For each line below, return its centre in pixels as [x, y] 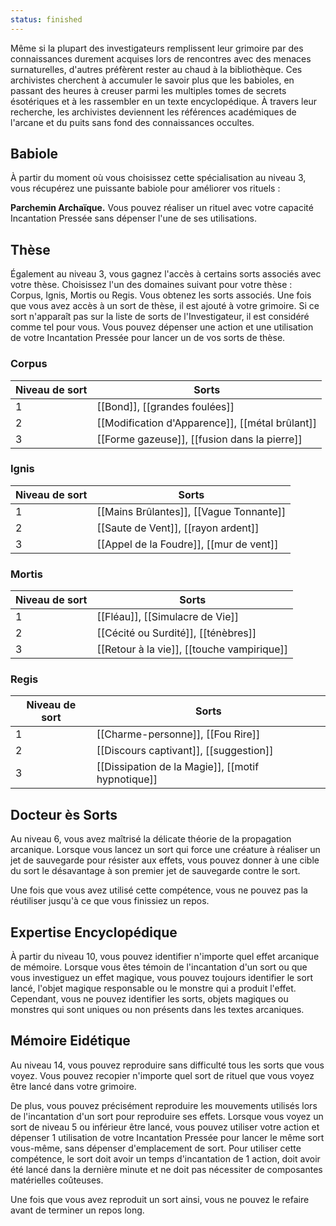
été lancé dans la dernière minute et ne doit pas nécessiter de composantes [166, 1169]
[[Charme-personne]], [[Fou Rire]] [178, 734]
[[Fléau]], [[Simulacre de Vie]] [167, 617]
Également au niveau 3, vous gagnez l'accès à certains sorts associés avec [166, 274]
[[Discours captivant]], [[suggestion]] [185, 751]
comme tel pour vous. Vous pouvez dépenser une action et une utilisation [162, 327]
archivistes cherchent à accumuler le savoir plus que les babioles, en [152, 80]
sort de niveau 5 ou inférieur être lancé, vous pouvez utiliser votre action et [165, 1127]
